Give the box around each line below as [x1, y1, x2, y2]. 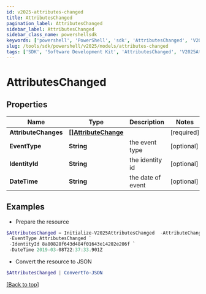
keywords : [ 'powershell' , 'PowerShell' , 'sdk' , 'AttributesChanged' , [6, 37, 188, 43]
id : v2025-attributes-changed [6, 9, 84, 15]
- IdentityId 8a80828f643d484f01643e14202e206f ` [9, 241, 136, 247]
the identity [129, 156, 162, 164]
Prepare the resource [15, 218, 69, 225]
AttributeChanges [9, 128, 63, 137]
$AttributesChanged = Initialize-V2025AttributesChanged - [6, 230, 164, 236]
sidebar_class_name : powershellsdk [6, 32, 97, 38]
